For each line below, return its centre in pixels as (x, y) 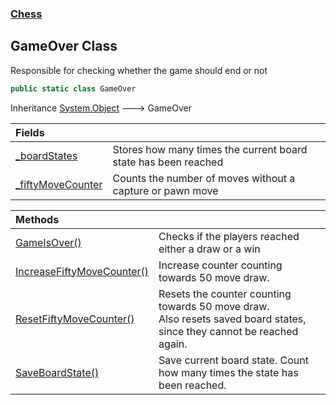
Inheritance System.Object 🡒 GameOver (101, 108)
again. (173, 344)
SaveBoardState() (57, 372)
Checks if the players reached (229, 236)
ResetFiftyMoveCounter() (75, 319)
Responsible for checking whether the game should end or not (139, 70)
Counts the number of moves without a (204, 178)
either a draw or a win (209, 249)
